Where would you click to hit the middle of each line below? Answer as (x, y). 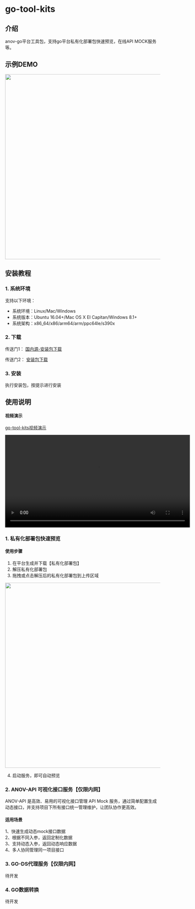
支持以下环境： (20, 300)
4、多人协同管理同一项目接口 (35, 850)
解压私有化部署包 (30, 569)
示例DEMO (21, 64)
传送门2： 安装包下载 (27, 359)
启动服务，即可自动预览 (36, 775)
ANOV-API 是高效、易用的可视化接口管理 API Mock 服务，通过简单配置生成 (81, 801)
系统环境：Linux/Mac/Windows (44, 311)
